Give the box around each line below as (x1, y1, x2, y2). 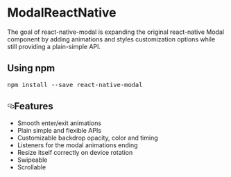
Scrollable (17, 162, 46, 171)
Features (14, 100, 53, 112)
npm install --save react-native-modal (7, 81, 143, 88)
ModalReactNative (7, 5, 117, 21)
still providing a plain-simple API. (7, 42, 101, 50)
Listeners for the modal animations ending (17, 140, 138, 149)
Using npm (7, 62, 55, 74)
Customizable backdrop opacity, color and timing (17, 133, 158, 142)
